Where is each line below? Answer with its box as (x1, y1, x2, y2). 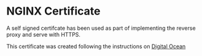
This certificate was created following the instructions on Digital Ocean (6, 43, 186, 50)
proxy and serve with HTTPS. (6, 30, 81, 38)
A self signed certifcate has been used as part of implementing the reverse (6, 24, 196, 32)
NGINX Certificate (6, 4, 101, 18)
